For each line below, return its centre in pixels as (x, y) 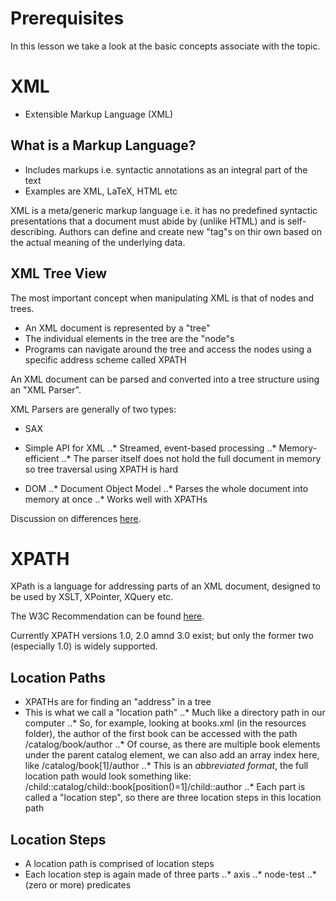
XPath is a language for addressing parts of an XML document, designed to (165, 586)
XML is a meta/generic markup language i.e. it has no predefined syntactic (164, 210)
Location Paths (58, 677)
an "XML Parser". (46, 389)
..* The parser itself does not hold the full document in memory (191, 458)
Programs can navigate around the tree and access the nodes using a (168, 349)
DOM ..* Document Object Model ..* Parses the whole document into (166, 488)
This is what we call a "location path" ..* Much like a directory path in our (175, 713)
